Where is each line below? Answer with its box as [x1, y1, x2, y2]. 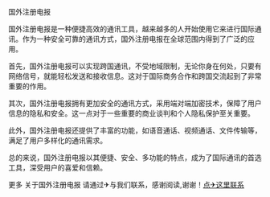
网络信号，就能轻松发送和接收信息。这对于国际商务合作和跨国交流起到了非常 [8, 72, 262, 80]
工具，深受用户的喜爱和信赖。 [8, 163, 107, 172]
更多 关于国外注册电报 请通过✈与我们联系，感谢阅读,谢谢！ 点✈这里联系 [8, 180, 245, 189]
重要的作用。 [8, 81, 51, 91]
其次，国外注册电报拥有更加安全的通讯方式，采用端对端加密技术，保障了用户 [8, 99, 262, 108]
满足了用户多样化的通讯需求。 [8, 136, 107, 145]
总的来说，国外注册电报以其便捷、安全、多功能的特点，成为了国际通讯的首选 [8, 153, 262, 162]
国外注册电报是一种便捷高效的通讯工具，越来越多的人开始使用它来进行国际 [8, 24, 255, 34]
